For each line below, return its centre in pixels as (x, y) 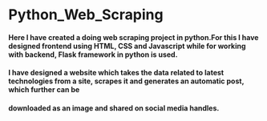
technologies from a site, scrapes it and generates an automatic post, (126, 81)
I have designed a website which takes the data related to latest (116, 73)
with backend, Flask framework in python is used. (93, 54)
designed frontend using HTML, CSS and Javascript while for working (127, 46)
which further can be (44, 90)
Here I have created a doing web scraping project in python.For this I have (133, 37)
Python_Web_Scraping (86, 15)
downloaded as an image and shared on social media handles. (114, 108)
